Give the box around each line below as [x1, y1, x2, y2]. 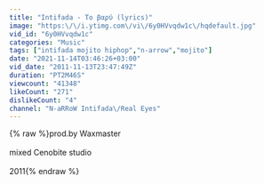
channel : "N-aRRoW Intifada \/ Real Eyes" [9, 104, 162, 113]
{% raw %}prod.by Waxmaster [9, 128, 122, 139]
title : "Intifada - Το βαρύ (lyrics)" [9, 12, 153, 22]
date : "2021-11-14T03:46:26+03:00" [9, 54, 141, 63]
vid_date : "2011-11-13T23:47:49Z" [9, 63, 138, 72]
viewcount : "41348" [9, 79, 82, 88]
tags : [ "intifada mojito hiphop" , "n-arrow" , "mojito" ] [9, 46, 213, 55]
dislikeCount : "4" [9, 95, 77, 105]
